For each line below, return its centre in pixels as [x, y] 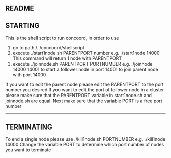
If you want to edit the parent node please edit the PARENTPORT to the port [84, 85]
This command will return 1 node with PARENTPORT [67, 58]
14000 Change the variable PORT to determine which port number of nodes [85, 145]
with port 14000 [29, 75]
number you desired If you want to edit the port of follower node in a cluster [85, 90]
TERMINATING [29, 127]
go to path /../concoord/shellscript [49, 48]
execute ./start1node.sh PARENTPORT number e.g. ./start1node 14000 [86, 53]
